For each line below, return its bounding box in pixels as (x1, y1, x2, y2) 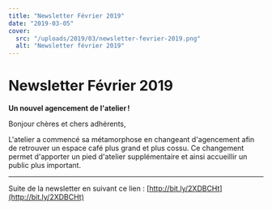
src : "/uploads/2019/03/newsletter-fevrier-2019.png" (15, 34, 201, 43)
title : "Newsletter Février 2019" (8, 11, 125, 20)
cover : (8, 27, 31, 35)
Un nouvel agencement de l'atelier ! (8, 103, 130, 113)
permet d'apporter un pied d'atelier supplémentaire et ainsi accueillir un (8, 152, 248, 162)
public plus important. (8, 161, 82, 170)
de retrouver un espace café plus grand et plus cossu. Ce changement (8, 143, 244, 153)
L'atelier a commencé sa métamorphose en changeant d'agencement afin (8, 135, 255, 145)
